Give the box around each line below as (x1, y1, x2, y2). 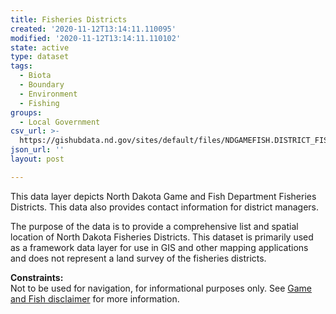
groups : (10, 107, 43, 118)
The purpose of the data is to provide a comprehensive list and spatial (10, 220, 299, 232)
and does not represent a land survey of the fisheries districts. (10, 252, 267, 264)
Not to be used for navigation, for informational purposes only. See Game (10, 282, 313, 294)
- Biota (19, 71, 52, 81)
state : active (10, 42, 70, 53)
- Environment (19, 89, 78, 99)
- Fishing (19, 98, 60, 108)
